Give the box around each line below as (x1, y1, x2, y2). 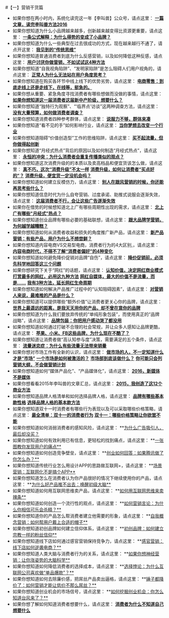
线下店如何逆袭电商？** (12, 544, 61, 550)
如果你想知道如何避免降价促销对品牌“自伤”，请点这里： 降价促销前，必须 (12, 255, 163, 261)
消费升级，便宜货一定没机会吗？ (25, 173, 92, 178)
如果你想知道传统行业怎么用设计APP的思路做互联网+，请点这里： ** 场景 (12, 463, 162, 468)
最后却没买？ (12, 431, 39, 437)
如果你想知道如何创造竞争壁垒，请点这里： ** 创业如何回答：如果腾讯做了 (12, 450, 164, 456)
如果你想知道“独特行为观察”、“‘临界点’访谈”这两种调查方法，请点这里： (12, 103, 159, 109)
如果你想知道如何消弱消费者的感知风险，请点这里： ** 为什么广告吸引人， (12, 425, 164, 430)
